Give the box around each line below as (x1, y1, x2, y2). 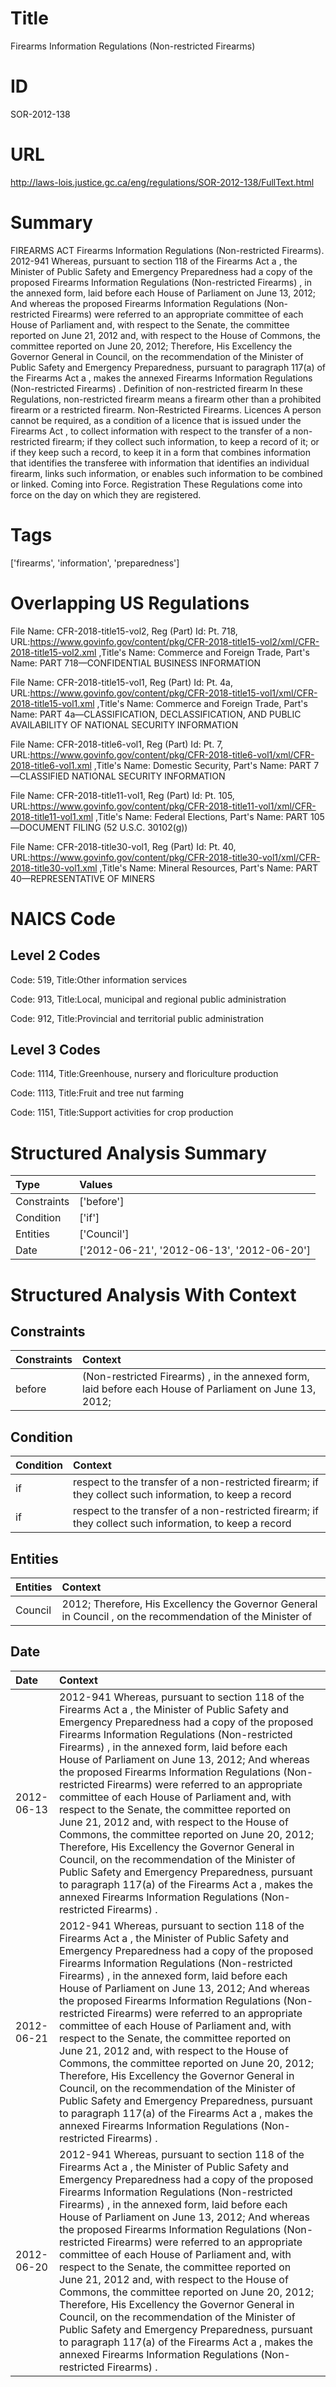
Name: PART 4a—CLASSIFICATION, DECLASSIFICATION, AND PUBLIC (10, 708, 302, 720)
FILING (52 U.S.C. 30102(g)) (73, 821, 188, 833)
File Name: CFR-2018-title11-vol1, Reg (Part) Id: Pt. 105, (10, 789, 235, 801)
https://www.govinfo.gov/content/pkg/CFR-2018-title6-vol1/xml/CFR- (29, 748, 315, 761)
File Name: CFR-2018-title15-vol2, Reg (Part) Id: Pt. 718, (10, 625, 238, 637)
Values (79, 1178, 113, 1192)
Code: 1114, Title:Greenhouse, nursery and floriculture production (10, 1068, 279, 1080)
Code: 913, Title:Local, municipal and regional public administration (10, 993, 287, 1005)
